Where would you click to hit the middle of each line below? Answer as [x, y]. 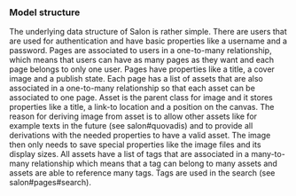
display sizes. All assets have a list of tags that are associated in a [129, 154]
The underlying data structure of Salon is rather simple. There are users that [148, 32]
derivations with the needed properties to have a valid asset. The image [140, 136]
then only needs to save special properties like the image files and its [135, 145]
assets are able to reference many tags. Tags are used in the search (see [142, 173]
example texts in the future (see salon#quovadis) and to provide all [131, 126]
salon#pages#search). [50, 183]
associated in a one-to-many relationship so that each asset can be [132, 88]
